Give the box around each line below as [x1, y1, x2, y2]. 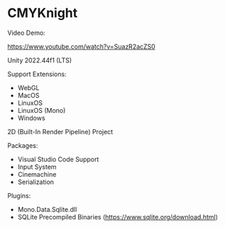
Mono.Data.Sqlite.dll [17, 205, 77, 214]
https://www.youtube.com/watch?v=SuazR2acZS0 [7, 42, 156, 50]
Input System [17, 162, 57, 171]
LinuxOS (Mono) [17, 106, 66, 114]
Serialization [17, 178, 55, 186]
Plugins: [7, 191, 31, 200]
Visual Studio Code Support [17, 155, 99, 163]
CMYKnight [7, 5, 78, 21]
